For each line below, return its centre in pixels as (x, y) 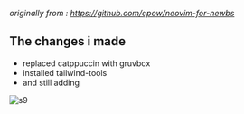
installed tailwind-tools (65, 72)
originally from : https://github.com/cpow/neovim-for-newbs (122, 13)
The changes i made (68, 41)
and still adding (51, 82)
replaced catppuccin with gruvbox (86, 63)
